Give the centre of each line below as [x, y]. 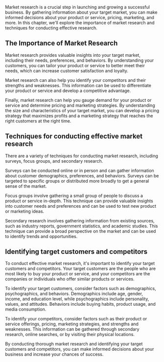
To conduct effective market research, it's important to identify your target [80, 264]
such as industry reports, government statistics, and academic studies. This [82, 226]
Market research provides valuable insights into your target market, [73, 55]
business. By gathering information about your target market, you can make [81, 12]
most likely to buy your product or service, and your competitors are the [78, 274]
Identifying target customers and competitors [76, 252]
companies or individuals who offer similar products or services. [70, 279]
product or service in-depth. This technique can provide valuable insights [79, 201]
